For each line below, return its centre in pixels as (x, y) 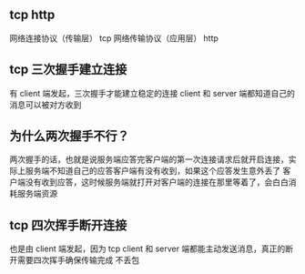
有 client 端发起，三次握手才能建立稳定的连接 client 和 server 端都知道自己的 (152, 93)
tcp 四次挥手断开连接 (68, 225)
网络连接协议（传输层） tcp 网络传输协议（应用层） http (114, 38)
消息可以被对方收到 (46, 105)
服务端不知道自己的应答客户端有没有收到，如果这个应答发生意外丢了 (152, 171)
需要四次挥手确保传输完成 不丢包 (78, 260)
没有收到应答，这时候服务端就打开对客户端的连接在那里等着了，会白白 (157, 182)
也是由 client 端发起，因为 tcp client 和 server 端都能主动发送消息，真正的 (147, 249)
